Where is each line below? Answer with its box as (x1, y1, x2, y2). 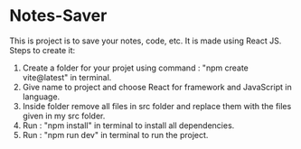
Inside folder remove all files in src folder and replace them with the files (22, 100, 292, 111)
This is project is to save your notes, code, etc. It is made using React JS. (9, 35, 282, 46)
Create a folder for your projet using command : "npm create (22, 62, 249, 73)
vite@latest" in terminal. (22, 71, 112, 82)
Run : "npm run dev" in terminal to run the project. (22, 129, 209, 140)
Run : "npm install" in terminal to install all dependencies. (22, 119, 235, 131)
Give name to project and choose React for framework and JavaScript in (22, 81, 292, 92)
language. (22, 91, 61, 102)
